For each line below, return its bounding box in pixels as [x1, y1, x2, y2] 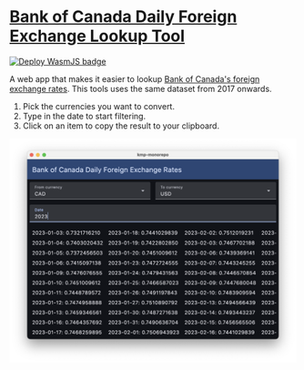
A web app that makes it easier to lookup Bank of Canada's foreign [9, 73, 260, 84]
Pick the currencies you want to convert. [22, 100, 176, 111]
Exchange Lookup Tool [9, 26, 185, 46]
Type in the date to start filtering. [22, 110, 147, 121]
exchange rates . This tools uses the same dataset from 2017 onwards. [9, 83, 272, 94]
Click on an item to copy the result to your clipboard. [22, 120, 220, 131]
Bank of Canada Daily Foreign [9, 6, 238, 27]
